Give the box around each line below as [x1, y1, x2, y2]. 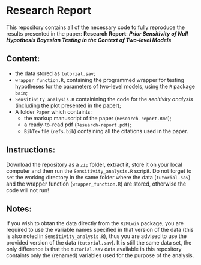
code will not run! [6, 186, 49, 193]
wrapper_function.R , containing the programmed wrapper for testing [14, 76, 184, 83]
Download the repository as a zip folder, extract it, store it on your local [6, 161, 182, 168]
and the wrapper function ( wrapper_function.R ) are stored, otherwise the [6, 180, 187, 187]
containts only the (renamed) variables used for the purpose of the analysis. [6, 252, 194, 259]
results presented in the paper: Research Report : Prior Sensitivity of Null [6, 30, 188, 37]
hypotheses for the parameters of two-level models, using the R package [14, 83, 195, 90]
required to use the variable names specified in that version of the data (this [6, 226, 194, 234]
